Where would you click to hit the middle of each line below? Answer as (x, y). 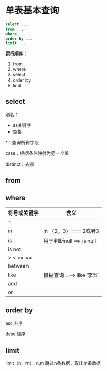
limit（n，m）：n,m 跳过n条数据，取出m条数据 (53, 363)
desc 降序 (16, 334)
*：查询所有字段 (22, 143)
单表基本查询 (32, 10)
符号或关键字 (23, 213)
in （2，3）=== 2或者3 (71, 231)
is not (15, 249)
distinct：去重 (20, 164)
